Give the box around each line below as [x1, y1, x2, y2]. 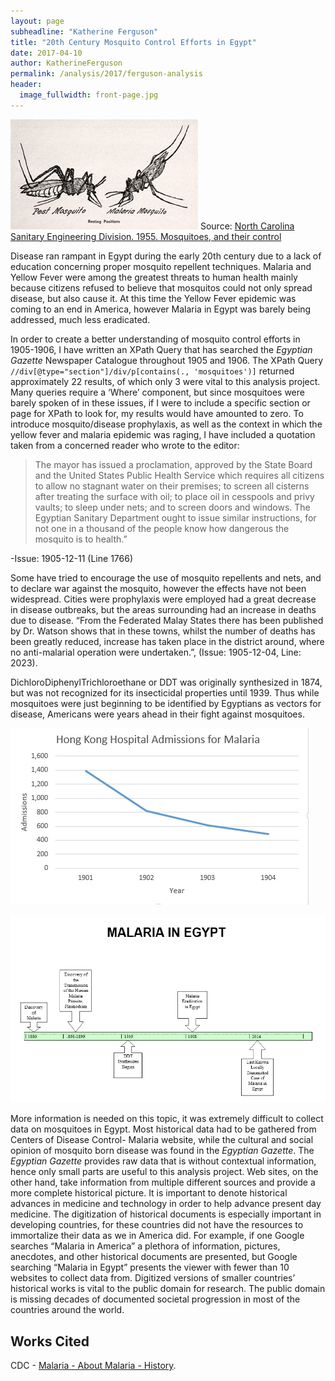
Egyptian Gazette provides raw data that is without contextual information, [10, 1155, 317, 1167]
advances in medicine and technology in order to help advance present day [10, 1198, 322, 1210]
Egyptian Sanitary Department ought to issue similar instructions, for [34, 511, 317, 524]
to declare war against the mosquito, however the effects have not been [10, 582, 307, 594]
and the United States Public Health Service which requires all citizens [34, 469, 325, 481]
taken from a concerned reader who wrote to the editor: [10, 439, 240, 451]
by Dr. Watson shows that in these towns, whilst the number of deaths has [10, 625, 316, 637]
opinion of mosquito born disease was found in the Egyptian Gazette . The [10, 1145, 315, 1157]
